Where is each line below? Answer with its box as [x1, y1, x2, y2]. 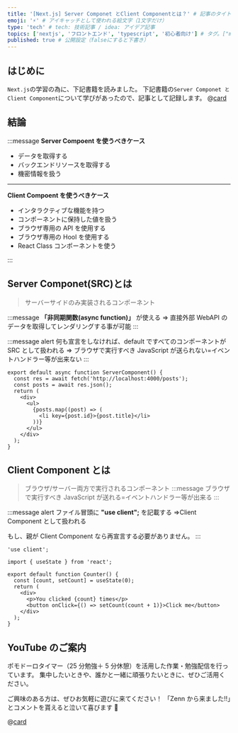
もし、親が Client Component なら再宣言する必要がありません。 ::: [7, 532, 201, 540]
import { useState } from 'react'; [7, 559, 113, 566]
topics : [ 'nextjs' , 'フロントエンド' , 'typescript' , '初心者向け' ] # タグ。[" [7, 30, 229, 38]
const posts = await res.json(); [13, 381, 113, 388]
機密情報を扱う [17, 169, 62, 178]
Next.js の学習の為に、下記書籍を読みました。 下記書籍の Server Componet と [7, 84, 230, 93]
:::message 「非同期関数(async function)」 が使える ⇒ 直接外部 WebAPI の [7, 313, 228, 322]
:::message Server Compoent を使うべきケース [7, 136, 145, 145]
